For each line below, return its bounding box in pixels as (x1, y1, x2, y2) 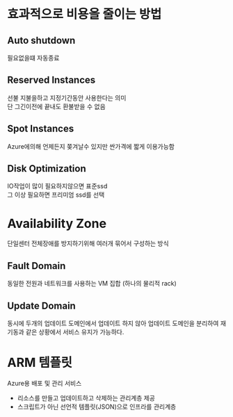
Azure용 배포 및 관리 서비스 (7, 379, 82, 387)
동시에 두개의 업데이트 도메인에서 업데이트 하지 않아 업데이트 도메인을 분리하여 (7, 319, 219, 327)
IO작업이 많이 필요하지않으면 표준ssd (7, 182, 108, 190)
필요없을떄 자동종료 (7, 54, 60, 62)
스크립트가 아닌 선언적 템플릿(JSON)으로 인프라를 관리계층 (17, 402, 177, 411)
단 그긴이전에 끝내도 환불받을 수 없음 (7, 102, 106, 111)
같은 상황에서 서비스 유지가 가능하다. (25, 328, 124, 336)
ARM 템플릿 (7, 355, 73, 370)
